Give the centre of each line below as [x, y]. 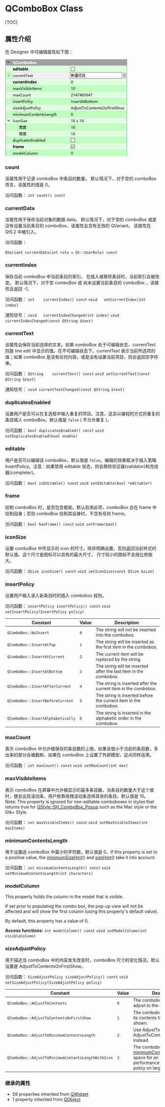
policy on [143, 1068]
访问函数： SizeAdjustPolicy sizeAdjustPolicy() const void [67, 976]
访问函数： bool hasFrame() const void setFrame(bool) [61, 524]
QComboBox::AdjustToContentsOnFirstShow [49, 1018]
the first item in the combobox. [126, 647]
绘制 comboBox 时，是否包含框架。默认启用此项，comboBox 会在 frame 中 [81, 507]
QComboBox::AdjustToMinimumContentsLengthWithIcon [60, 1058]
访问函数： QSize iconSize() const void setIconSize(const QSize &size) [80, 571]
